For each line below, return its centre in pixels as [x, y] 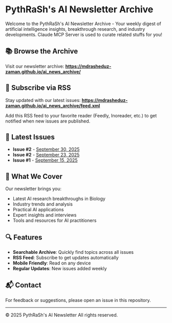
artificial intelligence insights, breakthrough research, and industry [75, 29]
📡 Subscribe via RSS [38, 88]
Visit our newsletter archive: [35, 66]
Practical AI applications [38, 210]
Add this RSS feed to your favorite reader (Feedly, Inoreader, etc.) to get [81, 115]
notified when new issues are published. [48, 121]
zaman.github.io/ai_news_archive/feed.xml [53, 106]
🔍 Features [24, 237]
